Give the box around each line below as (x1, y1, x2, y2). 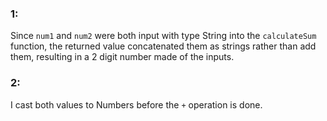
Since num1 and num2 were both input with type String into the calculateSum (10, 30, 317, 42)
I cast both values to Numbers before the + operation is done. (10, 98, 263, 111)
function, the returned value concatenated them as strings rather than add (10, 40, 317, 52)
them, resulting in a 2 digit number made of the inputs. (10, 51, 235, 63)
